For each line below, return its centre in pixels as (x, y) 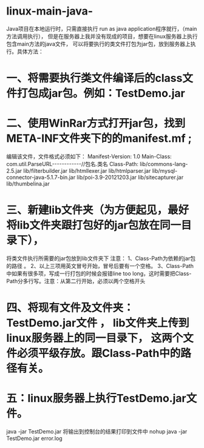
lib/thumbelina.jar (28, 184)
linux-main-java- (49, 11)
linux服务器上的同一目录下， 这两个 (95, 338)
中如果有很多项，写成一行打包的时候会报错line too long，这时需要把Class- (99, 273)
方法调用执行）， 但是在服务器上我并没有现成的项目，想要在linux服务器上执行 (102, 36)
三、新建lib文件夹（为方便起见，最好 (98, 210)
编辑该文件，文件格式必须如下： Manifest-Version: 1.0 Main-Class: (89, 156)
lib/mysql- (165, 171)
